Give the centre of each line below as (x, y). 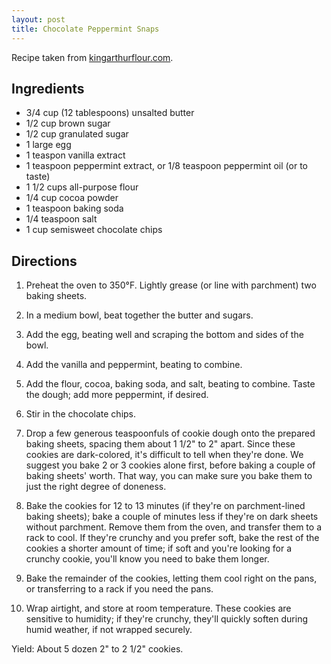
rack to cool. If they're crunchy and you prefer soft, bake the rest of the (172, 538)
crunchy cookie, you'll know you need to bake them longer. (147, 559)
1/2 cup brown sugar (68, 123)
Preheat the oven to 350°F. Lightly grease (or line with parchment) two (171, 285)
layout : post (38, 19)
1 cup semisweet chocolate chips (94, 230)
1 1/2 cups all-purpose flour (82, 187)
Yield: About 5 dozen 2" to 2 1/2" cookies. (97, 649)
